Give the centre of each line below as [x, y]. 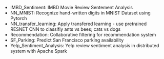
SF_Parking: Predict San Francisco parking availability [67, 40]
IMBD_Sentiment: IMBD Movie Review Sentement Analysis [71, 7]
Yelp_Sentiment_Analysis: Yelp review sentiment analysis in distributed [85, 45]
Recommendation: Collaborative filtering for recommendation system [83, 35]
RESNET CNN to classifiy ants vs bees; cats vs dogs [65, 29]
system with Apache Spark [39, 51]
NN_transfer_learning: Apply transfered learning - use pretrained [78, 24]
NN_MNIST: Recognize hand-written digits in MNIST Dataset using [80, 13]
